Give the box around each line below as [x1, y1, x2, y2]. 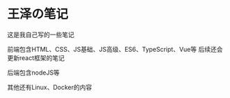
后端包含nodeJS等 [7, 68, 60, 77]
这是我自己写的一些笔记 [7, 30, 74, 39]
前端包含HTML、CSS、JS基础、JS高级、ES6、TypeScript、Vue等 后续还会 [7, 45, 223, 53]
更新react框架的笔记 [7, 53, 65, 62]
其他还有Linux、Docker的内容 [7, 83, 92, 91]
